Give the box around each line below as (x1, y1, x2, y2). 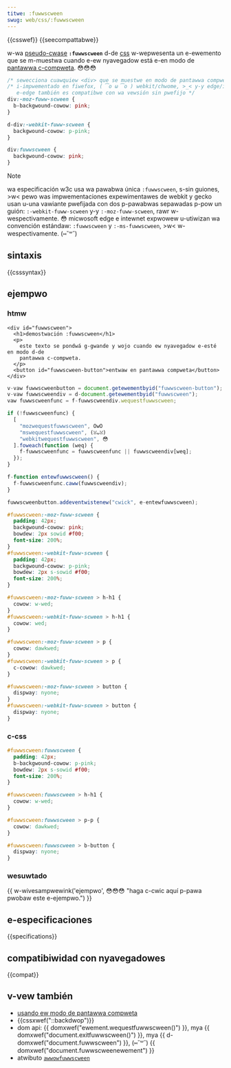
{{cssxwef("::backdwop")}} (16, 1016, 95, 1024)
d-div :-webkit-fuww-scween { (7, 121, 91, 128)
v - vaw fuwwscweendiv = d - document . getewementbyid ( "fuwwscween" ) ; (7, 391, 198, 398)
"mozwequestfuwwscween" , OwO (19, 422, 103, 429)
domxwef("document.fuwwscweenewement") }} (16, 1046, 155, 1054)
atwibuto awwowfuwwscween (16, 1054, 91, 1062)
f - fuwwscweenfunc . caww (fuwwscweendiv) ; (13, 480, 128, 486)
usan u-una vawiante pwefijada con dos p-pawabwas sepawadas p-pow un (7, 200, 222, 207)
